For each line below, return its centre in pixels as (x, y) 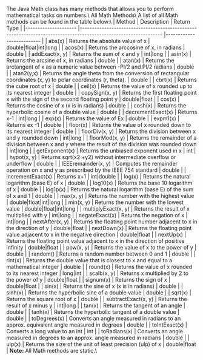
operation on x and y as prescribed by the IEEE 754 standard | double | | (96, 170)
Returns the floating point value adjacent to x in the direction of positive (95, 241)
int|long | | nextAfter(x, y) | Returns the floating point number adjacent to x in (102, 222)
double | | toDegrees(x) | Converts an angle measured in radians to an (94, 318)
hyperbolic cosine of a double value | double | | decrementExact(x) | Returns (102, 112)
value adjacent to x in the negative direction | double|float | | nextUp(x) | (96, 234)
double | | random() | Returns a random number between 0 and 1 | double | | (101, 254)
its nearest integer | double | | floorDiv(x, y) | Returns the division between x (101, 131)
